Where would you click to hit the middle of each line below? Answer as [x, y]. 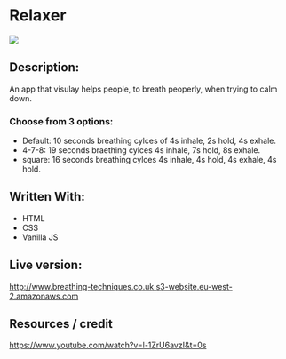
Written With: [48, 197]
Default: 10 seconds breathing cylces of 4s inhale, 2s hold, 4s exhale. [149, 141]
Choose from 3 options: [61, 121]
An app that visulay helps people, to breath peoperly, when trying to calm [143, 89]
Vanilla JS [40, 237]
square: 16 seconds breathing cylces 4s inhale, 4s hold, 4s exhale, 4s [149, 160]
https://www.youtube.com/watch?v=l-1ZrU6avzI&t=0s [108, 345]
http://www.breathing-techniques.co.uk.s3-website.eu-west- [121, 286]
